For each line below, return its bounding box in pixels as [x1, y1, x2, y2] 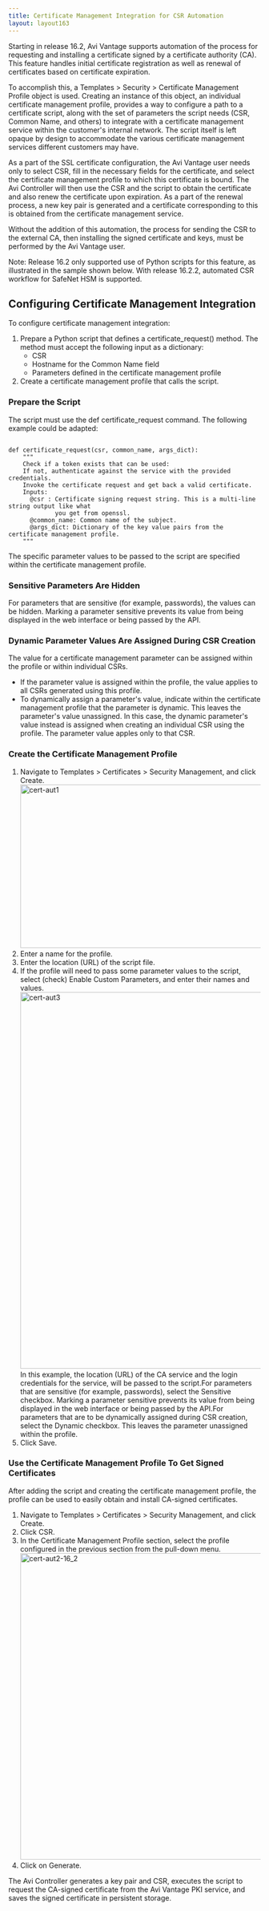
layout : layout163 [8, 19, 70, 27]
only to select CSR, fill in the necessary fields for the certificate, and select [8, 166, 255, 176]
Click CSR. [19, 1527, 55, 1536]
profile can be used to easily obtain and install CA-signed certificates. [8, 1494, 239, 1504]
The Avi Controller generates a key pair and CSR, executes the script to [8, 1876, 243, 1885]
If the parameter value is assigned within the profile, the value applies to [19, 677, 259, 687]
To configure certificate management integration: [8, 318, 171, 328]
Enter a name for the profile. [19, 948, 114, 959]
